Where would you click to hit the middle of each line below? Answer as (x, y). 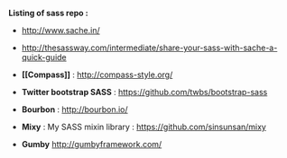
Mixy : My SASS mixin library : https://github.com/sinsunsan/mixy (144, 127)
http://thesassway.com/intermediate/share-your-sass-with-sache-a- (149, 48)
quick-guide (44, 57)
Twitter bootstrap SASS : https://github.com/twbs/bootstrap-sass (144, 92)
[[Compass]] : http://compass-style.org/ (97, 75)
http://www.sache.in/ (60, 30)
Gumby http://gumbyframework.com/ (92, 144)
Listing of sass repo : (48, 13)
